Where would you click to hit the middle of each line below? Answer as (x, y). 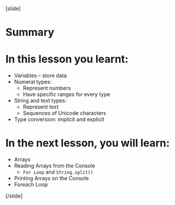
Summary (30, 32)
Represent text (41, 107)
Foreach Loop (31, 184)
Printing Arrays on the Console (51, 178)
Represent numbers (47, 88)
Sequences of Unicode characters (65, 113)
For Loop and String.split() (58, 172)
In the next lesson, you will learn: (88, 143)
